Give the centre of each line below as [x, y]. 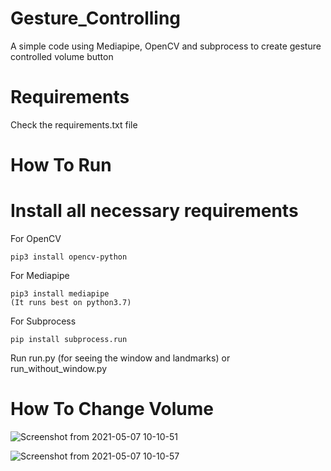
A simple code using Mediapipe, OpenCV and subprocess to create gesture [166, 46]
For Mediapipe [40, 275]
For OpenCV [36, 238]
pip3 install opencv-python [69, 257]
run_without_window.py [59, 368]
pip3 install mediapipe [60, 294]
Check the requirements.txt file [74, 124]
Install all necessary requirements [154, 211]
